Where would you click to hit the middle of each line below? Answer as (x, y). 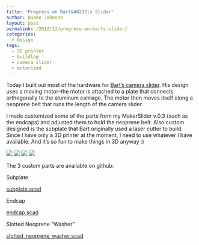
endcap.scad (23, 212)
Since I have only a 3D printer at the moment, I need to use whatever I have (99, 135)
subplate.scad (24, 189)
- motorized (27, 68)
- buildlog (25, 57)
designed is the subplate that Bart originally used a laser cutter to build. (95, 129)
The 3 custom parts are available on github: (60, 166)
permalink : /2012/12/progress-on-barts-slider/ (67, 29)
